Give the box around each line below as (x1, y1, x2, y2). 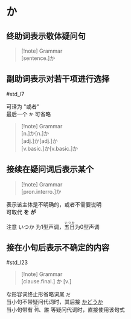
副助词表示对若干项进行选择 (6, 74, 110, 84)
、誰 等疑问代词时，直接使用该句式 (38, 306, 125, 314)
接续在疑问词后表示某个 (6, 164, 94, 175)
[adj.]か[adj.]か (21, 137, 58, 145)
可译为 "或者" (6, 103, 39, 110)
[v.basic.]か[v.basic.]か (21, 145, 78, 152)
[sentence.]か (21, 54, 56, 62)
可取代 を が (6, 208, 36, 215)
